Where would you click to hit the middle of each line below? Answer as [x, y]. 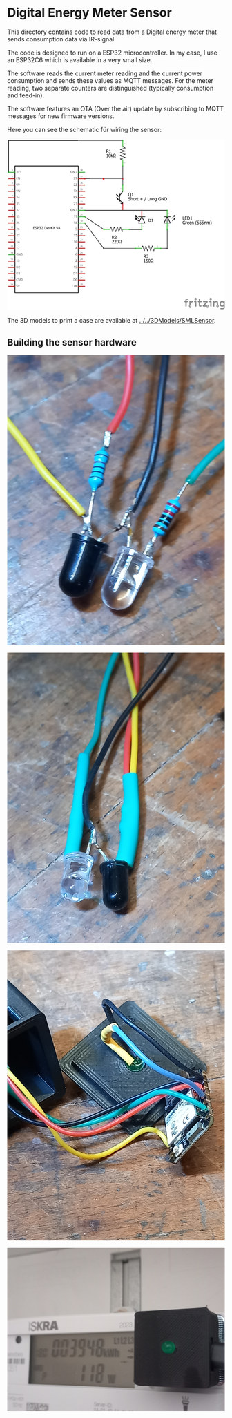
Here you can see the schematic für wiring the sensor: [85, 129]
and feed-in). [26, 95]
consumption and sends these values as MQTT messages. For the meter [110, 80]
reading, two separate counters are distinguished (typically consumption [110, 88]
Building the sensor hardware [72, 342]
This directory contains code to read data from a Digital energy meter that [112, 32]
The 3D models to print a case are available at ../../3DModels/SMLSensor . [112, 321]
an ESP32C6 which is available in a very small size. [80, 59]
